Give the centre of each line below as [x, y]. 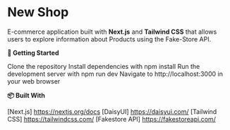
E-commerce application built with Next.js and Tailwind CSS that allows [112, 32]
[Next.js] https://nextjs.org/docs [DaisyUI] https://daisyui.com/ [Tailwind [112, 111]
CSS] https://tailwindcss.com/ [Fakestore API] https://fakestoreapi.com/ [112, 119]
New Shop [38, 12]
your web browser [34, 81]
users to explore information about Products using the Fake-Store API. [109, 39]
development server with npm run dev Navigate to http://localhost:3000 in [115, 74]
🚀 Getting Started [33, 53]
